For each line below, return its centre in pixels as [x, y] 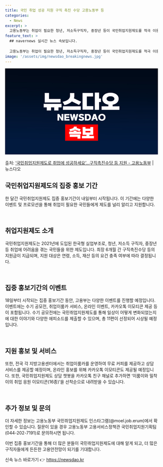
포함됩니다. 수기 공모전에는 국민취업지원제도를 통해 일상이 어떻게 [71, 313]
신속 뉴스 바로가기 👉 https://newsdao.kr [45, 460]
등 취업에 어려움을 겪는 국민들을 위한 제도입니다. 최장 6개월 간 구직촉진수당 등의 [80, 249]
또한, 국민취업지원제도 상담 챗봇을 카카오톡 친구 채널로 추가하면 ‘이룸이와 [80, 376]
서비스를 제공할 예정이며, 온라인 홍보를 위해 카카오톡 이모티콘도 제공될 [71, 370]
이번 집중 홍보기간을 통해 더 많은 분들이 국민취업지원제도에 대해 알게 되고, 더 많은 [81, 443]
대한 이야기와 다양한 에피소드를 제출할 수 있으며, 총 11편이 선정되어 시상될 [79, 319]
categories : [17, 15]
